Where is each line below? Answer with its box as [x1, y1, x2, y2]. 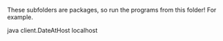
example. [7, 13, 33, 21]
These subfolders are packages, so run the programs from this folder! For [7, 6, 217, 14]
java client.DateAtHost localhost [7, 27, 98, 34]
